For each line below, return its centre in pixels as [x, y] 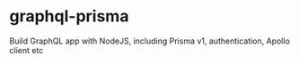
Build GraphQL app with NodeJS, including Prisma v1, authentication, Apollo [149, 41]
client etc [26, 50]
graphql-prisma [69, 16]
